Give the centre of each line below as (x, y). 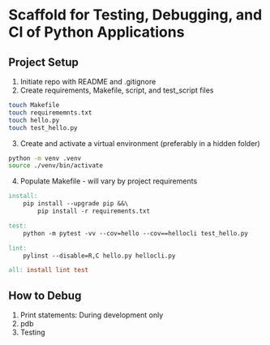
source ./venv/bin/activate (56, 166)
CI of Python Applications (96, 32)
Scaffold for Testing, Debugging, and (135, 15)
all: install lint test (49, 270)
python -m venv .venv (45, 158)
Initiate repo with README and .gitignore (88, 82)
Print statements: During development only (92, 315)
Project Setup (44, 62)
